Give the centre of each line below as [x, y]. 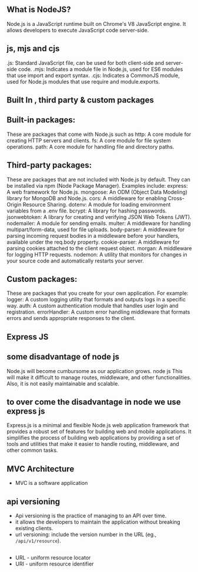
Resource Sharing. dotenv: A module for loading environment [97, 204]
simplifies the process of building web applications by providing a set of [94, 438]
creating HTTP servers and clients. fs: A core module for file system [89, 140]
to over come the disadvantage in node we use [94, 402]
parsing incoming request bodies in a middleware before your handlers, [93, 235]
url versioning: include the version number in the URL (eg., [86, 534]
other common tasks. [32, 450]
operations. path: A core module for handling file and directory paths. [90, 147]
